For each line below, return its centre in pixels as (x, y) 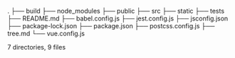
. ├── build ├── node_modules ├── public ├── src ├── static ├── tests (116, 11)
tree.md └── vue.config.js (46, 33)
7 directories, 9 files (37, 47)
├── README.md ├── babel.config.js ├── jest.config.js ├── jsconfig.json (118, 18)
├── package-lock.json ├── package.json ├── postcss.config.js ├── (111, 26)
